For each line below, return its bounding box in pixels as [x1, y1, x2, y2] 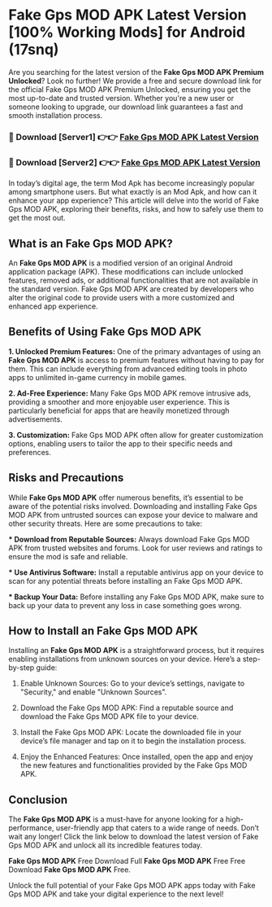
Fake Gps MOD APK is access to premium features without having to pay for [8, 355, 265, 365]
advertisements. [8, 414, 63, 424]
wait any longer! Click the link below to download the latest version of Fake [8, 832, 259, 842]
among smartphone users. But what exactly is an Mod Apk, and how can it [8, 187, 257, 197]
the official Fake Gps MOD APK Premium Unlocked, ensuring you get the [8, 84, 252, 94]
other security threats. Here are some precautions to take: [8, 519, 203, 528]
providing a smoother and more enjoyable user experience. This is [8, 397, 230, 406]
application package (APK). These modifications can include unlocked [8, 266, 244, 276]
